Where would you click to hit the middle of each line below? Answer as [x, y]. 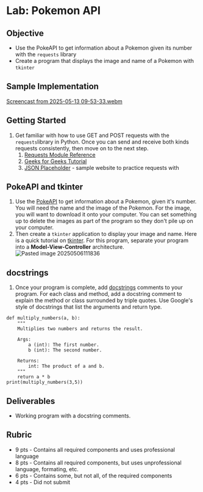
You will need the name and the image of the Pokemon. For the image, [103, 208]
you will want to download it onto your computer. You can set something [106, 215]
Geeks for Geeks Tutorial [55, 161]
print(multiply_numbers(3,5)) [45, 383]
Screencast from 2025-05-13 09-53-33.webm [65, 101]
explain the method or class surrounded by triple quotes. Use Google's [104, 301]
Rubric [19, 435]
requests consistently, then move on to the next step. [82, 148]
